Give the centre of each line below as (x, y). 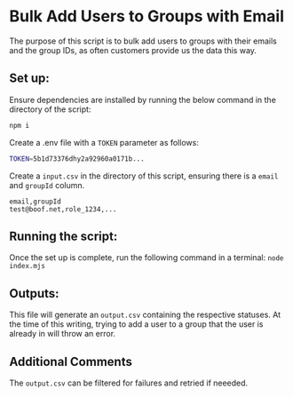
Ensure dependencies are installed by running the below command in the (143, 99)
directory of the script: (50, 109)
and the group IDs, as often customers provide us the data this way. (133, 50)
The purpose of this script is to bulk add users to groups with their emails (143, 41)
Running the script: (63, 236)
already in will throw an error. (63, 334)
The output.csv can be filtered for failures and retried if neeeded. (129, 383)
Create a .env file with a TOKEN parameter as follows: (104, 142)
